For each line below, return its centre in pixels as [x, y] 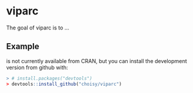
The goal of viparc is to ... [38, 28]
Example [23, 46]
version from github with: [37, 67]
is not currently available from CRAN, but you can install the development [97, 61]
